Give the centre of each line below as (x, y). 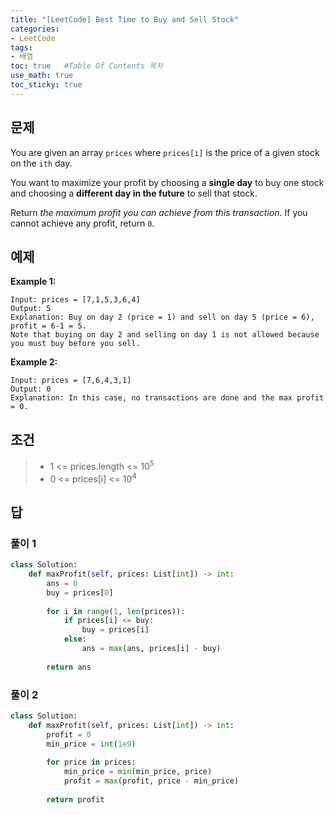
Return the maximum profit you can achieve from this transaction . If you (159, 212)
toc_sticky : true (46, 85)
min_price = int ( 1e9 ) (91, 744)
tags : (21, 47)
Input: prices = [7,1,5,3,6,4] (75, 300)
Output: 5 (31, 309)
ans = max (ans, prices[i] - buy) (151, 649)
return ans (69, 667)
